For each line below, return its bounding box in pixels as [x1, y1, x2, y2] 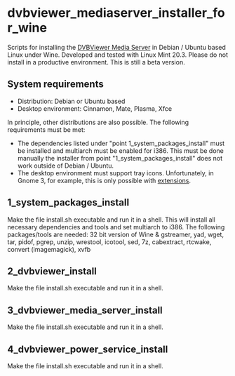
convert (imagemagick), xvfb [7, 245, 91, 253]
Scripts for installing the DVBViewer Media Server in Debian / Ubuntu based [7, 43, 227, 51]
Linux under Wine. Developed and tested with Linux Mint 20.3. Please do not [7, 51, 229, 59]
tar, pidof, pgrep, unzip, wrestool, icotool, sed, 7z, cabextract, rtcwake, [7, 237, 212, 246]
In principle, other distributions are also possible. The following [7, 118, 189, 126]
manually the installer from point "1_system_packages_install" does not [17, 154, 223, 162]
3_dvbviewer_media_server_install [7, 304, 163, 316]
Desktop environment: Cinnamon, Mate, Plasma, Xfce [17, 104, 173, 113]
